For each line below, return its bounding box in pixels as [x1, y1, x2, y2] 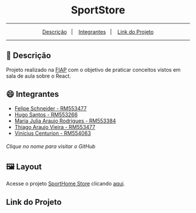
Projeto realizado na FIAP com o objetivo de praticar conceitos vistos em [6, 66, 181, 73]
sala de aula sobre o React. [6, 72, 71, 79]
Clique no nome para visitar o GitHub [6, 143, 96, 150]
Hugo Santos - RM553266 [14, 111, 78, 118]
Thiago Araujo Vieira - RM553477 [14, 123, 96, 130]
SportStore [71, 4, 125, 17]
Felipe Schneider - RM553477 [14, 104, 87, 111]
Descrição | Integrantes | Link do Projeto [42, 28, 154, 35]
